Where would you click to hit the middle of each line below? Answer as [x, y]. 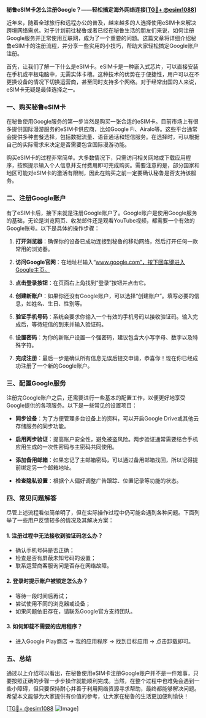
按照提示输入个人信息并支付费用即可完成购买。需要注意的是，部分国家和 [108, 165]
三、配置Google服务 [36, 383]
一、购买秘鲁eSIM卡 [36, 107]
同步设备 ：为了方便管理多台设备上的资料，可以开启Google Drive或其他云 [107, 418]
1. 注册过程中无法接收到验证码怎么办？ [55, 535]
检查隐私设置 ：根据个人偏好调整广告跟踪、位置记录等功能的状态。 [98, 480]
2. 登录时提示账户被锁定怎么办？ [47, 581]
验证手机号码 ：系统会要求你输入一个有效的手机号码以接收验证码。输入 [104, 317]
